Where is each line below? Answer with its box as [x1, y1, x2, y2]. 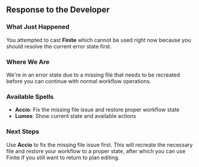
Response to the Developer [6, 5, 110, 15]
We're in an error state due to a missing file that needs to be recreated [6, 71, 180, 78]
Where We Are [6, 57, 50, 66]
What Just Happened [6, 23, 70, 31]
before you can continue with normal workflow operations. [6, 77, 152, 84]
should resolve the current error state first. [6, 42, 112, 50]
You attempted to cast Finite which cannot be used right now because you [6, 36, 191, 44]
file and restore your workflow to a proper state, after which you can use [6, 147, 186, 154]
